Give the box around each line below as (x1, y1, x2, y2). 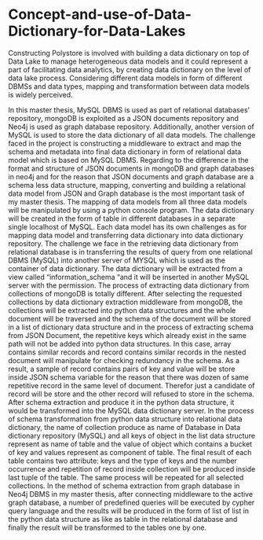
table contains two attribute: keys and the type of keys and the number (8, 456, 238, 465)
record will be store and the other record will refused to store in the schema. (8, 389, 255, 399)
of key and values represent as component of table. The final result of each (8, 447, 252, 457)
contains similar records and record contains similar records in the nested (8, 347, 247, 357)
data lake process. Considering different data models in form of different (8, 73, 243, 83)
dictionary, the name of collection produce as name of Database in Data (8, 422, 241, 432)
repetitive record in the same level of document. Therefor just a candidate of (8, 380, 255, 390)
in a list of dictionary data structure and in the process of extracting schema (8, 322, 254, 332)
